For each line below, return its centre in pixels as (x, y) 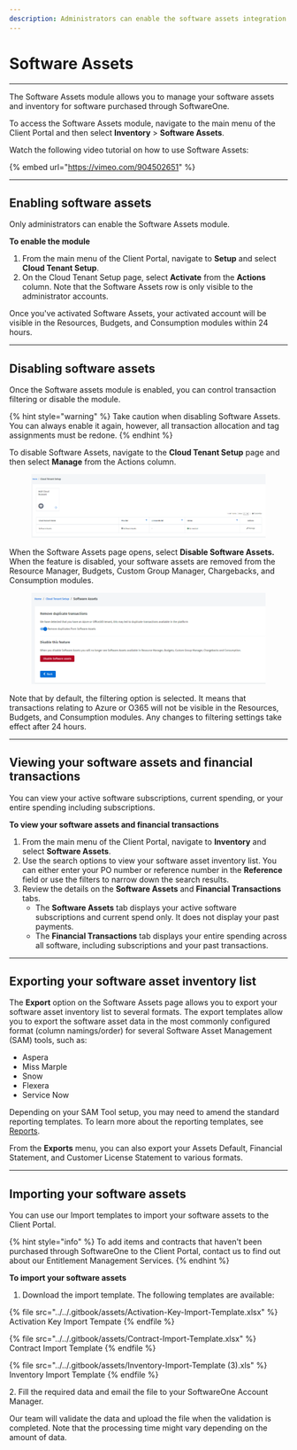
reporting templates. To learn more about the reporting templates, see (136, 1122)
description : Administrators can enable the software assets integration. (150, 19)
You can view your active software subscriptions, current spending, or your (146, 798)
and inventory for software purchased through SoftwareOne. (119, 105)
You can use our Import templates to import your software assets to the (139, 1215)
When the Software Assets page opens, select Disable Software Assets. (142, 552)
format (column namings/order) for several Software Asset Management (141, 1031)
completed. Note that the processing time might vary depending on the (138, 1428)
